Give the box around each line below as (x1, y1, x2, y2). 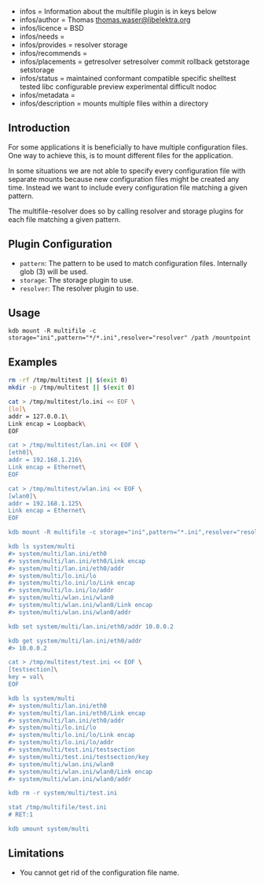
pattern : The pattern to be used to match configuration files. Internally (19, 258, 247, 268)
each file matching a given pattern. (8, 214, 121, 224)
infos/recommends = (19, 49, 88, 57)
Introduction (8, 121, 71, 135)
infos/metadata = (19, 91, 76, 99)
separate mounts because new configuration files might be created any (8, 174, 240, 183)
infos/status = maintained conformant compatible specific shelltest (19, 74, 236, 83)
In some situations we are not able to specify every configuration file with (8, 165, 246, 176)
